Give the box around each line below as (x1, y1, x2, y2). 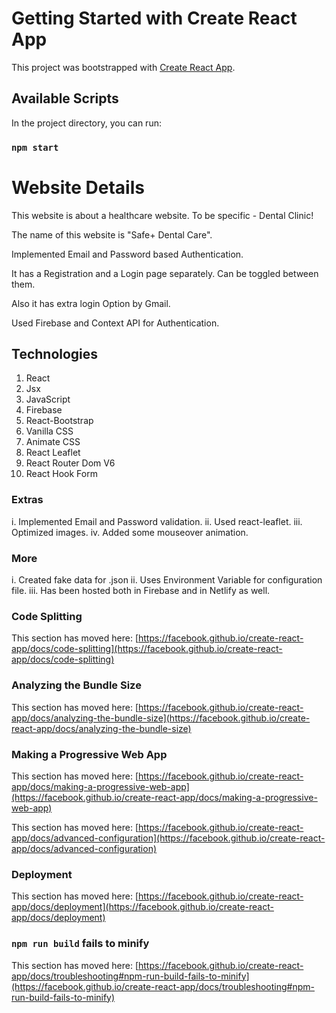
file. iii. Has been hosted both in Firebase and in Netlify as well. (11, 585, 271, 597)
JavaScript (25, 393, 71, 406)
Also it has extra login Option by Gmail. (11, 297, 171, 309)
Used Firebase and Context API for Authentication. (11, 317, 220, 329)
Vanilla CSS (25, 425, 74, 437)
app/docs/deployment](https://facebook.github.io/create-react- (11, 901, 274, 913)
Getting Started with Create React (11, 7, 298, 30)
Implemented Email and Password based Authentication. (11, 248, 244, 260)
